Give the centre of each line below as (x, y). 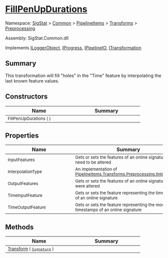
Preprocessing (20, 28)
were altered (87, 186)
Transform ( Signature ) (31, 249)
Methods (19, 227)
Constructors (26, 97)
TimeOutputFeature (27, 207)
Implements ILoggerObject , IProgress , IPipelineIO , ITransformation (73, 47)
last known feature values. (32, 80)
